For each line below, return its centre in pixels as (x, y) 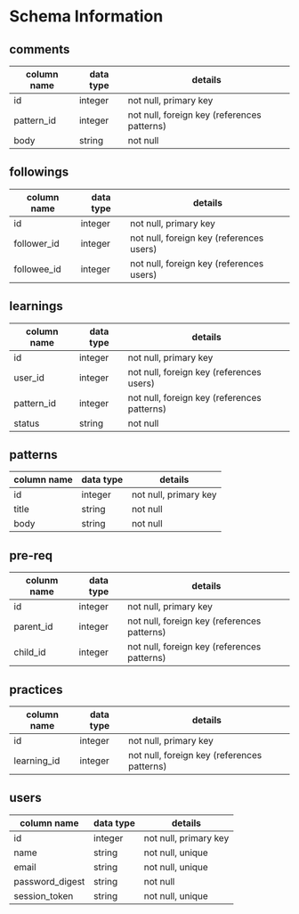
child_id (30, 652)
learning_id (37, 761)
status (27, 423)
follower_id (36, 243)
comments (40, 49)
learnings (36, 306)
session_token (44, 895)
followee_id (38, 269)
